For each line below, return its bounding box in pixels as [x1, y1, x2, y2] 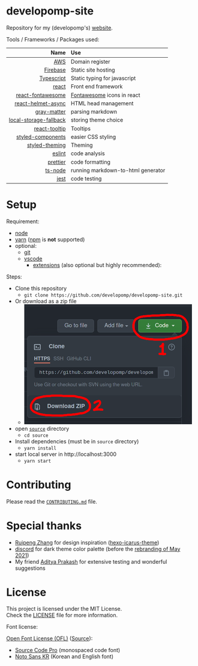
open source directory [14, 425, 70, 432]
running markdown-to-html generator [71, 167, 166, 174]
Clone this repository [14, 285, 67, 292]
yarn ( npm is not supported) [14, 236, 85, 243]
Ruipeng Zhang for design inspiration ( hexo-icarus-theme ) [14, 538, 160, 546]
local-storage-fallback [8, 116, 66, 124]
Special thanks [6, 519, 82, 532]
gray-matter [35, 108, 66, 116]
